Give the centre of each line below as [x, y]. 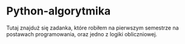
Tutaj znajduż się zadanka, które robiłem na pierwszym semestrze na [92, 28]
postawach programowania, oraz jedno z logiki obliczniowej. [82, 34]
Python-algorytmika [59, 11]
